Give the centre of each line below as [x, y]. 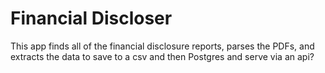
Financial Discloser [91, 18]
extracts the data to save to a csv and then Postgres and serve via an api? [162, 56]
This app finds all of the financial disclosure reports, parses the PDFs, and [162, 46]
